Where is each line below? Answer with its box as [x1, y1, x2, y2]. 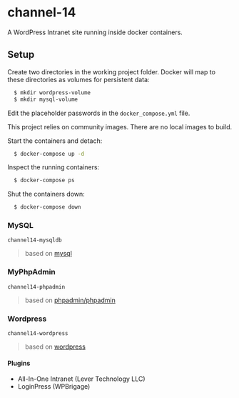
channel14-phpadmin [7, 283, 66, 290]
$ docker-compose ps [14, 176, 75, 184]
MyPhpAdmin [7, 267, 56, 277]
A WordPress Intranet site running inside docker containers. [7, 28, 183, 36]
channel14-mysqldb [7, 237, 62, 244]
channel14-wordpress [7, 330, 69, 337]
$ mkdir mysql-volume [14, 96, 78, 103]
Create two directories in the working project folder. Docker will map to [7, 67, 216, 76]
